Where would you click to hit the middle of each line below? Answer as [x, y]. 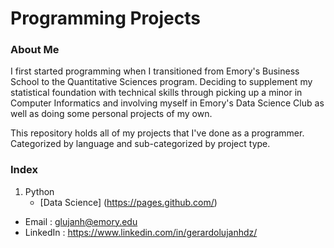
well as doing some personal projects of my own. [111, 114]
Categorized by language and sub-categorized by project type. [140, 144]
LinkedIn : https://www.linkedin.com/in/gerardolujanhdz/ [141, 232]
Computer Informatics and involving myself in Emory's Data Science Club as [167, 103]
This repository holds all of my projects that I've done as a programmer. [157, 133]
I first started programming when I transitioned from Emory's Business [155, 71]
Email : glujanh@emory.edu [81, 221]
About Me [35, 50]
